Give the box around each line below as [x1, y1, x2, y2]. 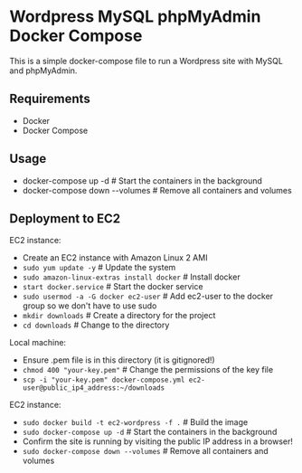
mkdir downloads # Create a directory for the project [22, 310, 216, 321]
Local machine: [9, 337, 66, 348]
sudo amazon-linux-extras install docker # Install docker [22, 271, 241, 282]
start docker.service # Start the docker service [22, 281, 203, 292]
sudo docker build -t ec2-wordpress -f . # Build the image [22, 417, 249, 428]
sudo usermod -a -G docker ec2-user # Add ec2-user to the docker [22, 291, 274, 302]
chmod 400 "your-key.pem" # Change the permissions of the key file [22, 364, 274, 375]
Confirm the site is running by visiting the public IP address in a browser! [22, 436, 294, 447]
